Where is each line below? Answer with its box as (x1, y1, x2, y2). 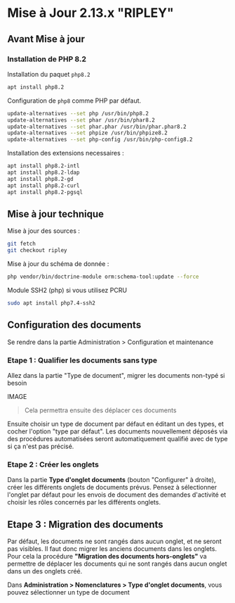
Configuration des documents (7, 319, 142, 331)
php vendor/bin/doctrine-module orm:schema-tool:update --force (7, 273, 199, 281)
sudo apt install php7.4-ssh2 (7, 299, 96, 307)
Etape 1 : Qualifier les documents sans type (7, 355, 158, 365)
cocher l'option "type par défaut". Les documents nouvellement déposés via (7, 427, 228, 436)
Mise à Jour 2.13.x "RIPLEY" (7, 5, 174, 21)
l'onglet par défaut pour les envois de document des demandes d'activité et (7, 490, 227, 499)
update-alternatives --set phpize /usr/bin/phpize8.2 (7, 129, 168, 137)
